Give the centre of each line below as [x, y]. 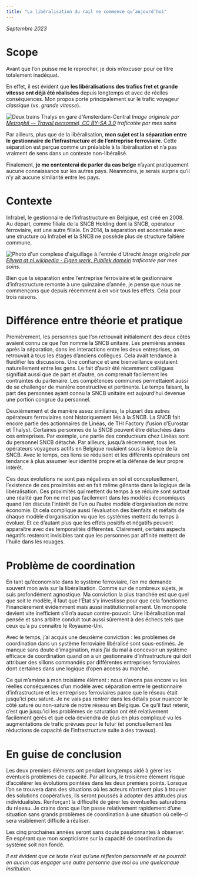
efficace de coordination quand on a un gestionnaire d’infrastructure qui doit [99, 656]
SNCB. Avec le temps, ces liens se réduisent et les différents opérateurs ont [98, 455]
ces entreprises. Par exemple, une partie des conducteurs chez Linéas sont [98, 436]
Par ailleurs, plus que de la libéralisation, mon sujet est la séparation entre [96, 134]
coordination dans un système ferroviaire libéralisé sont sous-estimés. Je [95, 644]
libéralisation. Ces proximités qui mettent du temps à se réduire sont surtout [98, 491]
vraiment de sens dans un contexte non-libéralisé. [67, 153]
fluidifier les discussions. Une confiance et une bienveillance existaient [92, 362]
